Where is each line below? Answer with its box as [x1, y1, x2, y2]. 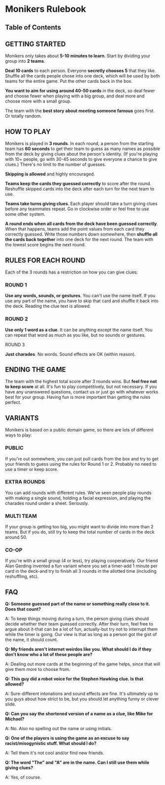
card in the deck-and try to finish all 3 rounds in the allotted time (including [5, 568, 157, 574]
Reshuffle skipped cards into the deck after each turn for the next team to [5, 186, 155, 192]
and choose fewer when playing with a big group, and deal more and [5, 93, 145, 99]
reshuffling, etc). [5, 574, 39, 580]
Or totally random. [5, 113, 42, 119]
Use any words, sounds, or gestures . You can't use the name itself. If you [5, 293, 156, 299]
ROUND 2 [5, 315, 28, 322]
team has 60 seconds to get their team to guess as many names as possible [5, 146, 160, 152]
